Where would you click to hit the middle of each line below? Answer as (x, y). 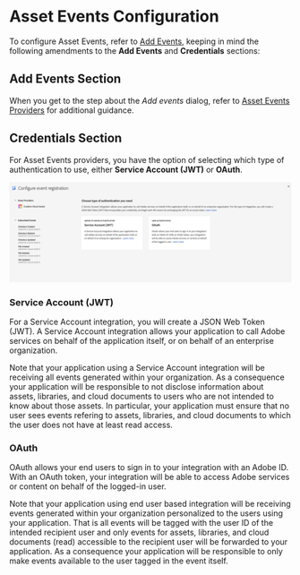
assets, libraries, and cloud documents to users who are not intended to (142, 397)
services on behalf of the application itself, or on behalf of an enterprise (142, 341)
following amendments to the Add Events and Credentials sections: (135, 50)
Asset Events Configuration (114, 17)
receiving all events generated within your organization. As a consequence (147, 377)
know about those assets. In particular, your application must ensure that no (149, 406)
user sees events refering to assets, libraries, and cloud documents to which (150, 416)
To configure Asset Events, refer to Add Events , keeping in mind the (134, 41)
